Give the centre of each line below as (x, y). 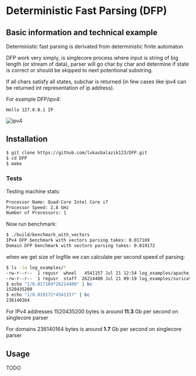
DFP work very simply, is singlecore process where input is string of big (92, 58)
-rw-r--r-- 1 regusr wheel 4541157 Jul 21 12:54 (71, 273)
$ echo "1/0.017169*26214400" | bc (49, 284)
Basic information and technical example (82, 33)
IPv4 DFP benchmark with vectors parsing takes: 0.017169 (78, 240)
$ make (14, 163)
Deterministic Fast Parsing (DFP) (87, 11)
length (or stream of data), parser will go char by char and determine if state (98, 64)
